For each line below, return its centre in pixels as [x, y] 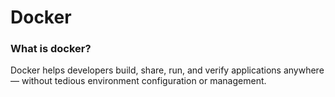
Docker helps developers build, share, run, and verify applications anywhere [167, 70]
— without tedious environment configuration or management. [138, 81]
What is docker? [51, 49]
